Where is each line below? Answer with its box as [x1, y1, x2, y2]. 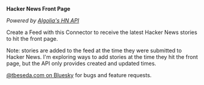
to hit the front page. [6, 35, 58, 42]
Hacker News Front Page [6, 5, 71, 12]
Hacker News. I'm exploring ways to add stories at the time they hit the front [6, 53, 199, 60]
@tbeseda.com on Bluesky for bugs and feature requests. [6, 72, 152, 78]
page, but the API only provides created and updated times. [6, 60, 157, 67]
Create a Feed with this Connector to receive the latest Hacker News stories [6, 29, 197, 36]
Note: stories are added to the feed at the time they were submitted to [6, 47, 182, 54]
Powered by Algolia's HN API [6, 17, 79, 24]
